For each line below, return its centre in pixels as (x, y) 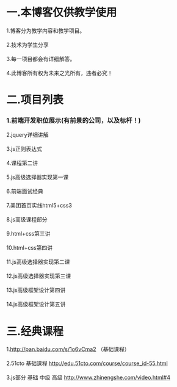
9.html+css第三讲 (28, 234)
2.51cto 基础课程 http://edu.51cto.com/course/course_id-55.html (87, 363)
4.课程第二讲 (22, 163)
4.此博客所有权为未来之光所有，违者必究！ (60, 73)
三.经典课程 (35, 331)
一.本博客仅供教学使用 (62, 13)
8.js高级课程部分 (27, 220)
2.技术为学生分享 (27, 45)
